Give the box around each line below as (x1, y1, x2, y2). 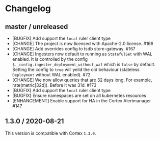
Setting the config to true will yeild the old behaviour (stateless (12, 67, 140, 72)
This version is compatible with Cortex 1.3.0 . (5, 130, 96, 136)
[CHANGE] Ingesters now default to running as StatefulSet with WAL (12, 51, 153, 57)
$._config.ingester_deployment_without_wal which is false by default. (12, 62, 156, 67)
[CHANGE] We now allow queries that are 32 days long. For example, (12, 77, 152, 83)
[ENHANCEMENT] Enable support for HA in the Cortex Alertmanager (12, 98, 151, 103)
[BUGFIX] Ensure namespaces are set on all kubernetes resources (12, 93, 146, 98)
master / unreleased (5, 23, 68, 31)
